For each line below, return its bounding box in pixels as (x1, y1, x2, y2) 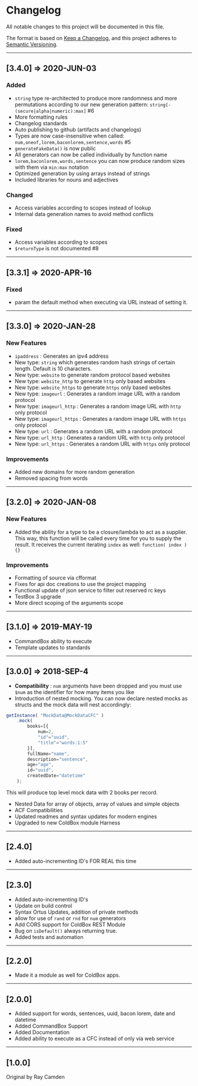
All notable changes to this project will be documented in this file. (6, 23, 165, 30)
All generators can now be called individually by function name (14, 151, 168, 158)
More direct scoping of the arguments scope (14, 599, 124, 606)
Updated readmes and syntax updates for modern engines (14, 813, 157, 820)
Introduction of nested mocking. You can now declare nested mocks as (14, 695, 188, 702)
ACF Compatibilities (14, 806, 63, 813)
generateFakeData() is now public (14, 145, 96, 152)
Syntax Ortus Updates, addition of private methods (14, 908, 138, 915)
